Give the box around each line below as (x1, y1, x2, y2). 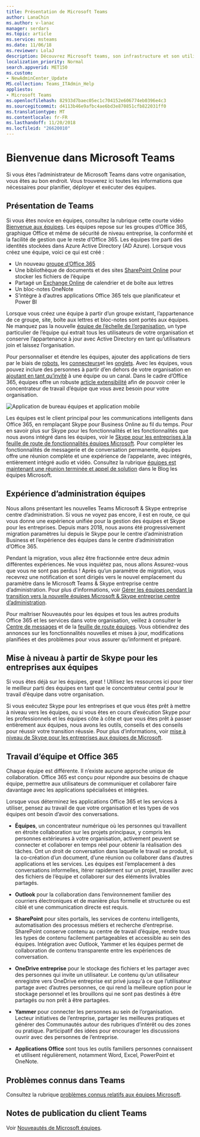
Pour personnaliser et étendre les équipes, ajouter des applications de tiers (6, 353, 190, 360)
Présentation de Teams (6, 201, 94, 211)
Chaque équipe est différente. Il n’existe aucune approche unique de (6, 767, 174, 774)
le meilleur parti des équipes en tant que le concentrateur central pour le (6, 685, 184, 692)
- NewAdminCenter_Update (6, 75, 68, 81)
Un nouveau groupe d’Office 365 (14, 260, 96, 267)
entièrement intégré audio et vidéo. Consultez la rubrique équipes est (6, 458, 177, 466)
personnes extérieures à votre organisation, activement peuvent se (14, 835, 180, 842)
